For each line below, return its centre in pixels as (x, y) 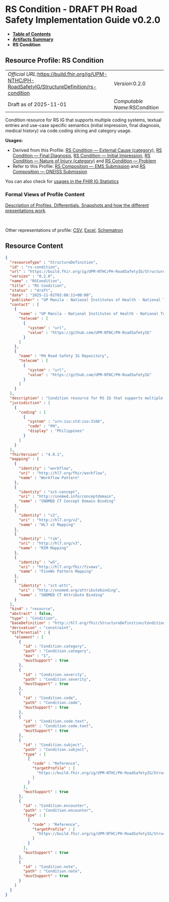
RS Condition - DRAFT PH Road (71, 9)
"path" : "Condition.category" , (57, 651)
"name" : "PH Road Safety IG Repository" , (64, 356)
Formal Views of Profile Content (45, 194)
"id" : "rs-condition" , (34, 267)
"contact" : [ (24, 304)
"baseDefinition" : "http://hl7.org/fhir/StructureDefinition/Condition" (89, 623)
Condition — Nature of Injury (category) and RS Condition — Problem (84, 161)
